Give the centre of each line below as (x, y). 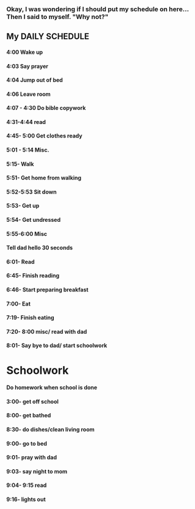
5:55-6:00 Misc (27, 233)
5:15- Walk (20, 164)
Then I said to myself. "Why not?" (57, 16)
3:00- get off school (33, 401)
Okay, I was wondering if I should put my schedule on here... (98, 9)
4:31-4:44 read (26, 122)
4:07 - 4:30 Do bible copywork (46, 108)
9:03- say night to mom (37, 471)
